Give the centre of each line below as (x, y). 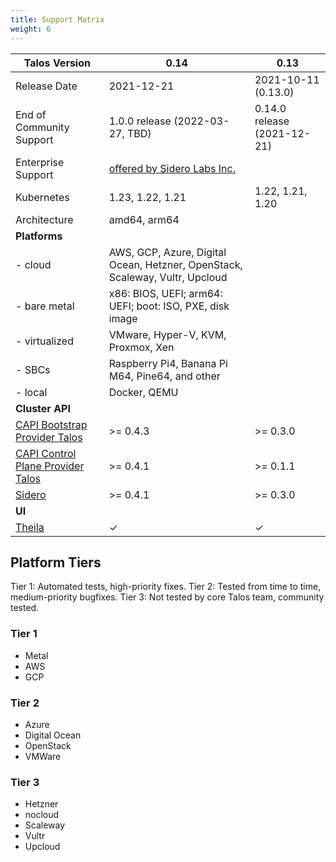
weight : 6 (31, 29)
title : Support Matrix (57, 19)
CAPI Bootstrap (51, 424)
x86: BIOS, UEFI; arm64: (165, 293)
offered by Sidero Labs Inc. (172, 168)
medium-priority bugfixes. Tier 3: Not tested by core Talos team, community (167, 597)
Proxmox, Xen (141, 347)
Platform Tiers (56, 562)
